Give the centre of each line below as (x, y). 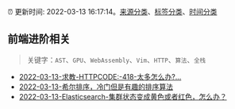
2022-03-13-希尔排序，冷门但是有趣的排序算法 (96, 87)
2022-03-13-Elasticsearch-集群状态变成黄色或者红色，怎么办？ (123, 96)
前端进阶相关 (39, 39)
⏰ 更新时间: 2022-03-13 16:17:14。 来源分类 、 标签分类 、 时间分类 (112, 12)
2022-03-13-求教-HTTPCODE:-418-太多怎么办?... (100, 76)
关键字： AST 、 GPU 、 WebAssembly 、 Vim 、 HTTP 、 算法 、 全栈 (116, 60)
